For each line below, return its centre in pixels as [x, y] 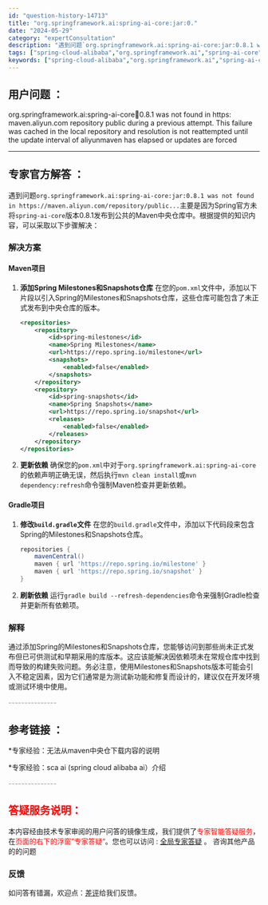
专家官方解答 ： [46, 175]
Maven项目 [27, 268]
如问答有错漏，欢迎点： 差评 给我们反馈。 [75, 893]
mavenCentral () [60, 557]
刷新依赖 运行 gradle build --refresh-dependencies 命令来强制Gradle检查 [140, 595]
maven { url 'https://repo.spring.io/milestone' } [120, 564]
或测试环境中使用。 [40, 687]
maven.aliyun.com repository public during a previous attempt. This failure [130, 123]
